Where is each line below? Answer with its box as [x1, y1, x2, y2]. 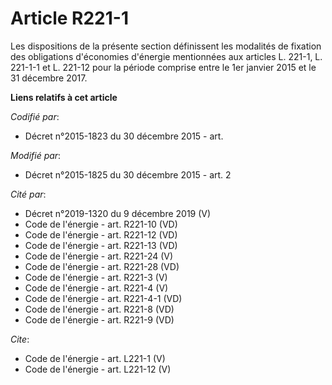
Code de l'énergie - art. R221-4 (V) [24, 282, 169, 294]
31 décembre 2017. [10, 72, 88, 84]
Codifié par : [10, 110, 60, 122]
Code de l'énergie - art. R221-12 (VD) [24, 228, 178, 241]
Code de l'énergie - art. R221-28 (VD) [24, 260, 180, 272]
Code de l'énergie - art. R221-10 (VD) [24, 218, 178, 230]
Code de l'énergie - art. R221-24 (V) [24, 250, 174, 262]
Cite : [10, 333, 30, 345]
